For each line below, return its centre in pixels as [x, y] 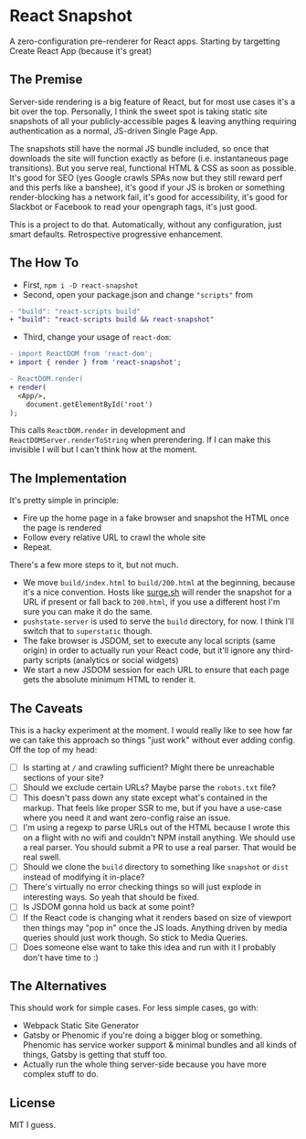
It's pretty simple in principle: [64, 501]
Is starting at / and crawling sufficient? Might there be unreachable [148, 767]
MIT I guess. [33, 1125]
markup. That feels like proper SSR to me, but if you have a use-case [153, 808]
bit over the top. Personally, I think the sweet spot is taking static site [138, 111]
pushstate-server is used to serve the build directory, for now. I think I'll [158, 621]
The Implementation [69, 478]
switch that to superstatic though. [87, 631]
